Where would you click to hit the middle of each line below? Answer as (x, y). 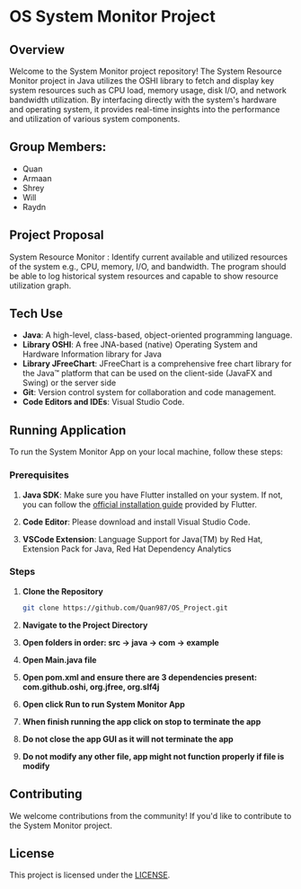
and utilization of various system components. (95, 119)
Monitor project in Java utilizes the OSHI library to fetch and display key (142, 81)
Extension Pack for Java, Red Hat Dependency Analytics (127, 549)
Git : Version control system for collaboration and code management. (149, 392)
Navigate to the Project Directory (85, 625)
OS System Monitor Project (112, 17)
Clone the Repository (62, 591)
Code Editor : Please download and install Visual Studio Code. (136, 522)
